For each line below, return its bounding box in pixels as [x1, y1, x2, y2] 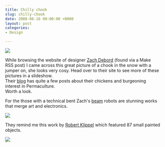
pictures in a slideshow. [5, 73, 53, 79]
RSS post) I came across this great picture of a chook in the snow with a [5, 62, 152, 68]
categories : [5, 26, 30, 30]
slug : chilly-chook [5, 12, 45, 17]
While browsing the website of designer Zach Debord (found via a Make [5, 57, 151, 63]
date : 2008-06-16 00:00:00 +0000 [5, 16, 74, 21]
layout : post [5, 21, 32, 26]
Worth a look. [5, 88, 33, 94]
